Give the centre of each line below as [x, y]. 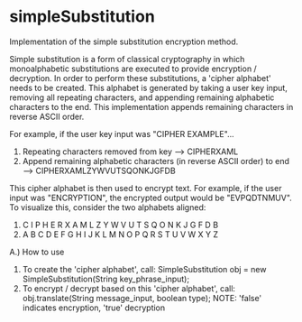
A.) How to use [37, 252]
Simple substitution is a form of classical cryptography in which [127, 59]
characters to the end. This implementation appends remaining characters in [151, 106]
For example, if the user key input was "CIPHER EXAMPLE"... [122, 133]
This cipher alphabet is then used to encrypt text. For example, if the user [146, 188]
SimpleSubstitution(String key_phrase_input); [106, 279]
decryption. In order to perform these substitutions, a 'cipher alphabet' [141, 78]
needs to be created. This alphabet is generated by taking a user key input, [149, 87]
